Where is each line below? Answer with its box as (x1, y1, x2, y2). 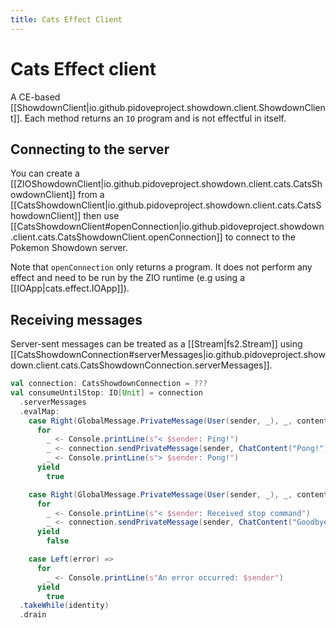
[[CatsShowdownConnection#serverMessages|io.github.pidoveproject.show (10, 349, 326, 361)
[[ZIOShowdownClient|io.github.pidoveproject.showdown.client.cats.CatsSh (10, 178, 323, 190)
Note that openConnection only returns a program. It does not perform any (10, 261, 313, 273)
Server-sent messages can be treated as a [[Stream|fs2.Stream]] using (10, 338, 303, 350)
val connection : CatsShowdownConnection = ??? (10, 379, 208, 389)
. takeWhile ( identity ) (19, 601, 110, 611)
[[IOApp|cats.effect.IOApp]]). (10, 282, 130, 295)
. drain (19, 610, 47, 620)
